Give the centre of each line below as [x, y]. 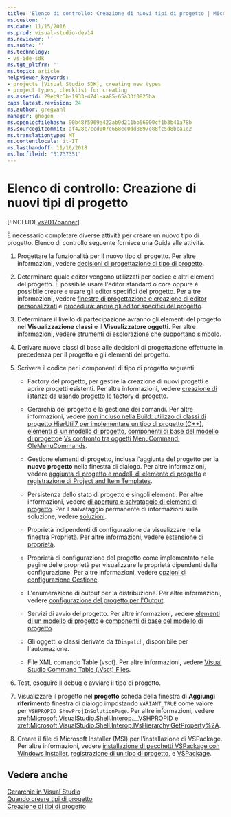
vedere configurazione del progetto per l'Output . [96, 600]
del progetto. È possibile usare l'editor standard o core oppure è [108, 284]
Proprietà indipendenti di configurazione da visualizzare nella [114, 529]
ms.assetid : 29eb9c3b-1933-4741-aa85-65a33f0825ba [81, 97]
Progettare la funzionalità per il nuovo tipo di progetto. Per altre [106, 256]
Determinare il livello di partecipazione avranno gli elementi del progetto [119, 319]
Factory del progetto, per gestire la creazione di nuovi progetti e [118, 381]
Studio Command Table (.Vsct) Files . [79, 669]
